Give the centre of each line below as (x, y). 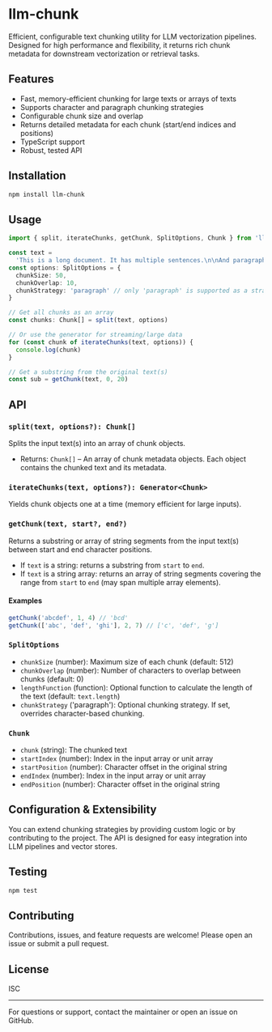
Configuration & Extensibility (83, 810)
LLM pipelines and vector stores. (63, 846)
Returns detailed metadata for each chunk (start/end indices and (128, 124)
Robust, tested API (51, 150)
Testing (28, 872)
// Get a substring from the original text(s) (88, 372)
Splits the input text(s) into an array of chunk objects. (97, 443)
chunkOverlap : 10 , (47, 283)
